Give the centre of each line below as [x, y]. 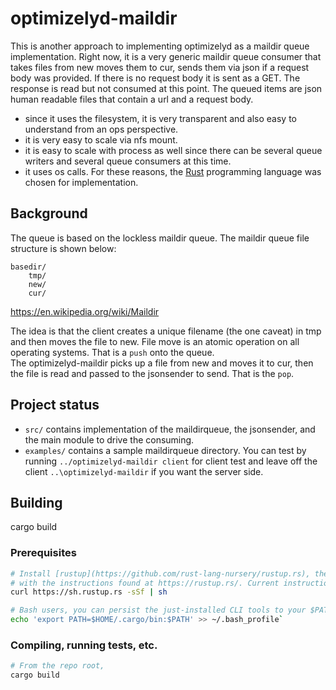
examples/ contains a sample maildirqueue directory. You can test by [165, 450]
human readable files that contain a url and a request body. [132, 99]
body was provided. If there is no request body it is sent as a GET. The [155, 78]
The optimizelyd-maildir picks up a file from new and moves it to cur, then [162, 363]
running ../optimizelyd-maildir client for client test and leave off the [171, 461]
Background [49, 213]
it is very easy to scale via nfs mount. [101, 139]
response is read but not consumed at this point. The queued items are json [166, 88]
